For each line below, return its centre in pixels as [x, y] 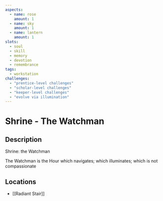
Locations [21, 181]
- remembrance [24, 65]
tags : [11, 70]
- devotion [21, 60]
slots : [12, 42]
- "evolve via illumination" [39, 97]
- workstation [24, 74]
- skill [17, 51]
